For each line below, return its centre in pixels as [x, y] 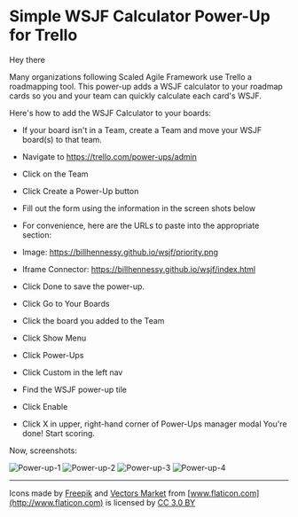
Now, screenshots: [43, 450]
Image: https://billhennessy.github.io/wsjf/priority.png [120, 252]
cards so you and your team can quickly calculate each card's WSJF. [135, 96]
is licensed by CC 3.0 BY [150, 502]
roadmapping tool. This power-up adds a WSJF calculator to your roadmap [146, 86]
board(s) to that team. [62, 139]
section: [37, 235]
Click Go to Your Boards [66, 303]
